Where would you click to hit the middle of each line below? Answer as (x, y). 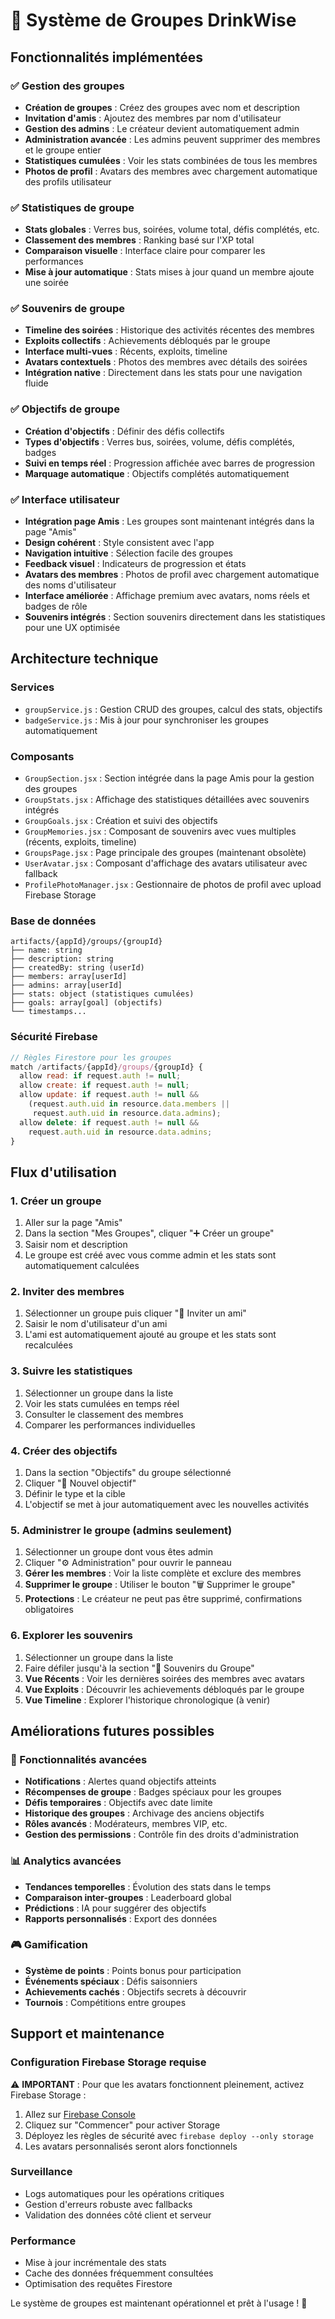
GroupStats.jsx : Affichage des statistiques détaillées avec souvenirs (167, 800)
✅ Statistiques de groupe (72, 207)
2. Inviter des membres (67, 1291)
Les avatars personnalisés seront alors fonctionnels (131, 2146)
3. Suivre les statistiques (71, 1371)
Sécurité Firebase (54, 1037)
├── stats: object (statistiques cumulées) (102, 994)
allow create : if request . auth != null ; (104, 1085)
